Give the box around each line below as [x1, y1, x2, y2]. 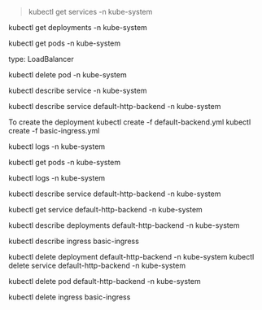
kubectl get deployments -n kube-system [8, 23, 148, 32]
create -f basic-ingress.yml [8, 126, 100, 135]
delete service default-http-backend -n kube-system [8, 260, 186, 270]
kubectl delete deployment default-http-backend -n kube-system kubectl [8, 252, 255, 261]
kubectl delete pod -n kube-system [8, 70, 128, 80]
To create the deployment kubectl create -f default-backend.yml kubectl [8, 117, 251, 127]
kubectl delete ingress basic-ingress [8, 292, 131, 302]
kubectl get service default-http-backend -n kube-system [8, 205, 203, 214]
